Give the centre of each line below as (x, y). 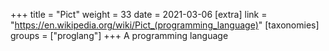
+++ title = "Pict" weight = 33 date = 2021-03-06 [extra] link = (139, 14)
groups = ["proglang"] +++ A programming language (119, 35)
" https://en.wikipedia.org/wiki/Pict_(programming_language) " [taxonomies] (165, 25)
